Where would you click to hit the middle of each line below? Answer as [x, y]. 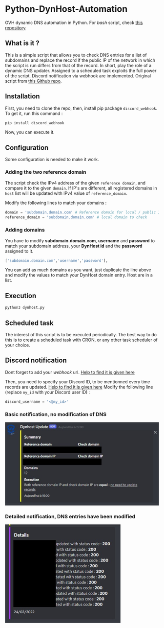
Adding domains [25, 230]
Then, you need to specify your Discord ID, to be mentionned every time [78, 382]
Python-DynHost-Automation [66, 9]
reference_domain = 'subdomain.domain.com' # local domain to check [76, 217]
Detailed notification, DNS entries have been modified [70, 516]
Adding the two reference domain [46, 172]
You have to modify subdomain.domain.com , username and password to [80, 240]
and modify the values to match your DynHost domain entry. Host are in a [79, 275]
